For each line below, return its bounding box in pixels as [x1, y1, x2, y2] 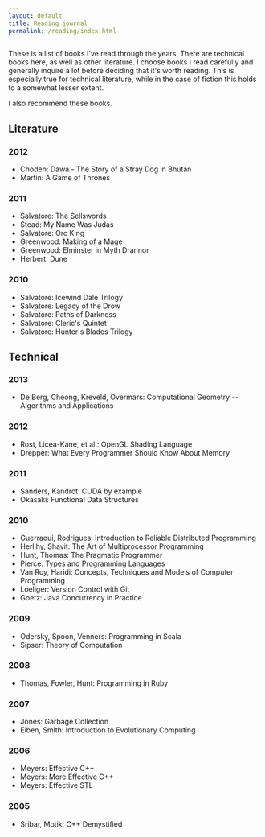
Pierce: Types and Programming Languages [19, 559, 165, 568]
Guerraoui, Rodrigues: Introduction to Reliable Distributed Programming [19, 533, 257, 543]
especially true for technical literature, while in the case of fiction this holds [8, 74, 257, 85]
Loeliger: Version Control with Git [19, 584, 130, 594]
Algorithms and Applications [19, 401, 114, 410]
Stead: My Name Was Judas [19, 220, 114, 229]
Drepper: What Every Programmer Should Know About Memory [19, 447, 230, 457]
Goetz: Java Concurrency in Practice [19, 593, 142, 603]
